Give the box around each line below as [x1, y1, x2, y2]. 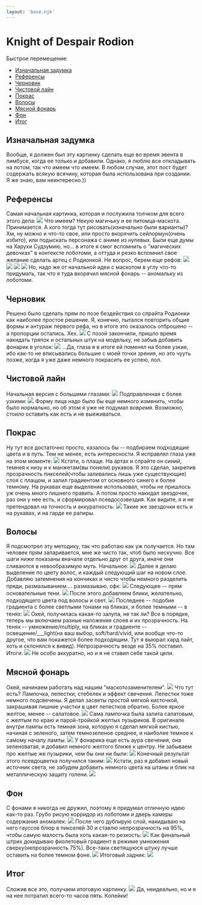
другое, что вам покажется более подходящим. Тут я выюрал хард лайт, [6, 636, 194, 644]
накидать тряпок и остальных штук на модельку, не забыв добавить [6, 336, 183, 343]
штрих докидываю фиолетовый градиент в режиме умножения [6, 838, 170, 845]
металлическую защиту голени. [6, 771, 88, 778]
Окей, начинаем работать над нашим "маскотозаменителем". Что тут [6, 684, 194, 691]
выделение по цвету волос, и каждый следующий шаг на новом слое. [6, 569, 188, 576]
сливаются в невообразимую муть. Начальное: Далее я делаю [6, 563, 177, 570]
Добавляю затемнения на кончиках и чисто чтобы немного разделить [6, 575, 188, 583]
